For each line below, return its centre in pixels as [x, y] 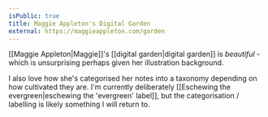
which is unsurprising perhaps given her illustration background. [116, 63]
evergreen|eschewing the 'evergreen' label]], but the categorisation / [124, 96]
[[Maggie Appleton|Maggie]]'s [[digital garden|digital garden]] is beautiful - [134, 54]
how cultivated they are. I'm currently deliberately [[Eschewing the [120, 87]
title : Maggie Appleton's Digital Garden [80, 24]
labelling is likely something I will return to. [79, 104]
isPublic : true [34, 16]
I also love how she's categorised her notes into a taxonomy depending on [133, 79]
